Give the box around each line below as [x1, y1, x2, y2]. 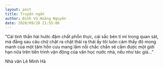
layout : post [5, 7, 32, 12]
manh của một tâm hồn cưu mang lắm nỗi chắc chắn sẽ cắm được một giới [5, 44, 155, 50]
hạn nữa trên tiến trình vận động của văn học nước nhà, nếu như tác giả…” [5, 49, 154, 55]
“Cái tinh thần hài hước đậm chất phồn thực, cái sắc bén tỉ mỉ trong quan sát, [5, 34, 159, 40]
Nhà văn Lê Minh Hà [5, 58, 46, 64]
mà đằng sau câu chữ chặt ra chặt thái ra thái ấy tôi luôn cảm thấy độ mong [5, 39, 157, 45]
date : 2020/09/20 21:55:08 [5, 20, 60, 26]
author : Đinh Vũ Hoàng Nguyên [5, 16, 67, 21]
